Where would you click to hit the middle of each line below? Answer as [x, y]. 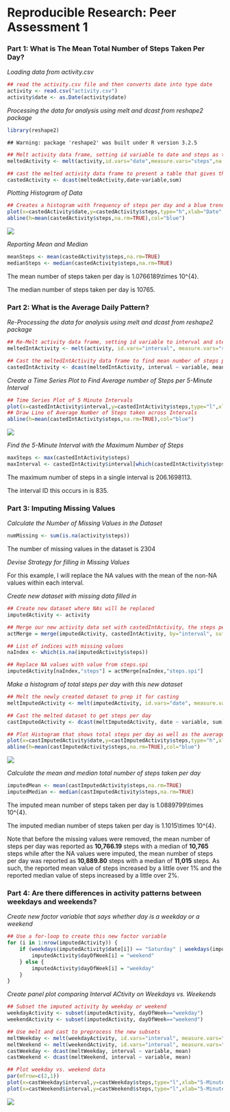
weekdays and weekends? [52, 902]
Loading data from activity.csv [50, 72]
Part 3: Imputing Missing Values [61, 508]
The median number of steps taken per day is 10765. [81, 289]
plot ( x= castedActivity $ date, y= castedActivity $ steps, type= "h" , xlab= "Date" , [116, 212]
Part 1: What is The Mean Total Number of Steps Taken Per [106, 49]
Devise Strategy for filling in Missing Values [68, 562]
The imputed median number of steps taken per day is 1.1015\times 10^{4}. [112, 825]
